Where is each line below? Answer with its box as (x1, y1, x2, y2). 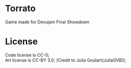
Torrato (5, 3, 36, 14)
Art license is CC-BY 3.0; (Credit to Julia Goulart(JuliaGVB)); (5, 57, 127, 63)
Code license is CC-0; (5, 52, 50, 58)
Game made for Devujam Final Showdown (5, 19, 89, 25)
